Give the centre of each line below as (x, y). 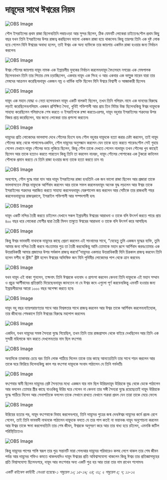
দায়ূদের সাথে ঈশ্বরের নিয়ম (40, 10)
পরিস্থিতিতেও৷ (14, 431)
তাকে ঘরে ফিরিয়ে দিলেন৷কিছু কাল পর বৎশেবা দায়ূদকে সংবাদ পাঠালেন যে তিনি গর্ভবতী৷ (64, 364)
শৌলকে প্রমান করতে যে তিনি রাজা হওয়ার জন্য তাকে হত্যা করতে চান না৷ (54, 159)
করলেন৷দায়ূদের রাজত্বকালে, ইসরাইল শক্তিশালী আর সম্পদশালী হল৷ (50, 196)
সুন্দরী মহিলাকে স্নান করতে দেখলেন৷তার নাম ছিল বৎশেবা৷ (43, 339)
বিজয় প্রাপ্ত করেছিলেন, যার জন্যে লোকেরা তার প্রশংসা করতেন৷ (47, 117)
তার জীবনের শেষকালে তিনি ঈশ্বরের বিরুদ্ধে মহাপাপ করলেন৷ (45, 313)
